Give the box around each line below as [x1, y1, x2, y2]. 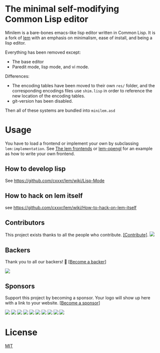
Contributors [5, 218, 45, 227]
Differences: [5, 73, 30, 79]
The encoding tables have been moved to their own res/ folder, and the [12, 82, 155, 88]
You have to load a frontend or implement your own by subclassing [5, 140, 139, 146]
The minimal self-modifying [5, 3, 119, 15]
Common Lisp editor [5, 14, 89, 25]
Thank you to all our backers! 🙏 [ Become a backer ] [5, 259, 107, 265]
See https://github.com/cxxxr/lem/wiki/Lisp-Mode [5, 178, 105, 184]
